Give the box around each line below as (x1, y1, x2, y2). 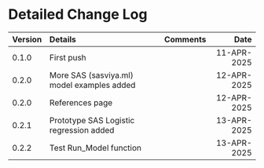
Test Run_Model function (49, 142, 141, 153)
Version (12, 34, 42, 45)
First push (49, 52, 86, 63)
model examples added (49, 79, 136, 90)
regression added (49, 124, 115, 135)
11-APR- (215, 47, 252, 58)
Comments (163, 34, 207, 45)
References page (49, 97, 113, 108)
